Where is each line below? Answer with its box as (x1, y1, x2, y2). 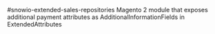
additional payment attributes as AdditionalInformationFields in (7, 13, 185, 21)
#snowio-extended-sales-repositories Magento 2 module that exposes (7, 6, 208, 14)
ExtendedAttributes (7, 20, 62, 28)
